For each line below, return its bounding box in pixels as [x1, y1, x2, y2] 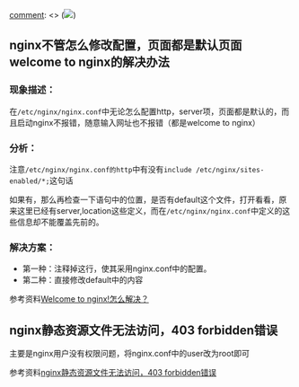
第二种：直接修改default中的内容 [22, 275, 144, 286]
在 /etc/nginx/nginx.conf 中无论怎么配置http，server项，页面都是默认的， [9, 106, 282, 117]
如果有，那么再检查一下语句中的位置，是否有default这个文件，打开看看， [9, 194, 280, 205]
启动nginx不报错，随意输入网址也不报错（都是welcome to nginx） [16, 117, 260, 128]
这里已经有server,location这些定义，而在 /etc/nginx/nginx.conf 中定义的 [16, 205, 283, 215]
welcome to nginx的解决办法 [9, 55, 171, 70]
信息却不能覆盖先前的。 [16, 216, 104, 227]
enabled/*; [9, 176, 50, 186]
